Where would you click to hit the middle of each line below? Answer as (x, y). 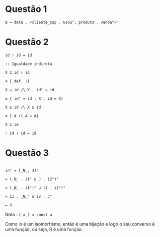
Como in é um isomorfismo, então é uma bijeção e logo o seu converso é (80, 224)
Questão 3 (27, 153)
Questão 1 (26, 9)
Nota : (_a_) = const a (29, 214)
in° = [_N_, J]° (22, 170)
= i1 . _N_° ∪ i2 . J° (29, 196)
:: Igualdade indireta (29, 64)
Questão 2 (27, 42)
